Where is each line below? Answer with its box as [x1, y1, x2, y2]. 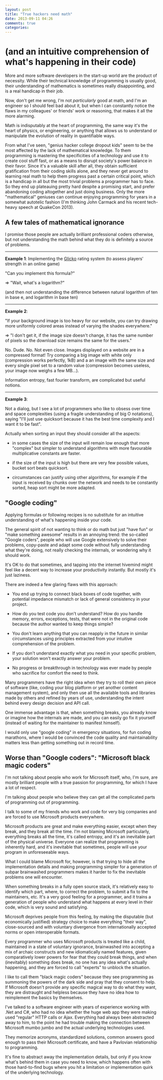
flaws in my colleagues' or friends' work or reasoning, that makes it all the [5, 108, 153, 114]
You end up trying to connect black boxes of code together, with [12, 591, 141, 597]
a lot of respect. [5, 785, 37, 790]
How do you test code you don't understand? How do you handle [12, 610, 143, 616]
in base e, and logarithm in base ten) [5, 294, 79, 300]
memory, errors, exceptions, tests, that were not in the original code [12, 616, 148, 622]
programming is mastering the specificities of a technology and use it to [5, 153, 149, 159]
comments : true [5, 20, 36, 26]
